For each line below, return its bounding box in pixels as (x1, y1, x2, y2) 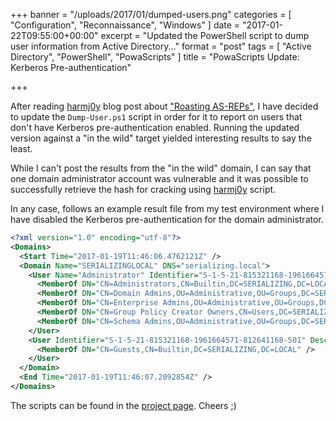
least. (10, 143, 33, 154)
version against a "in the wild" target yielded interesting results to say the (10, 132, 312, 144)
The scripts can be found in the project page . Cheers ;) (10, 399, 237, 411)
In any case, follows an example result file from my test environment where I (10, 203, 325, 214)
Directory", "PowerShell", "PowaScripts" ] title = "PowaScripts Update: (10, 51, 300, 63)
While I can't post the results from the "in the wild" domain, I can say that (10, 162, 312, 174)
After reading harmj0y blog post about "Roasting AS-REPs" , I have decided (10, 100, 319, 112)
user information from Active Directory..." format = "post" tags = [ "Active (10, 40, 312, 52)
